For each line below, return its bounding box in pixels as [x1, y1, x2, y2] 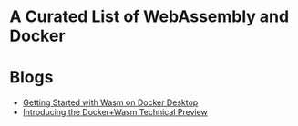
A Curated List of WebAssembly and [9, 6, 290, 27]
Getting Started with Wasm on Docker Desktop [22, 97, 199, 108]
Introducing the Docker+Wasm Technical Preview [22, 107, 208, 118]
